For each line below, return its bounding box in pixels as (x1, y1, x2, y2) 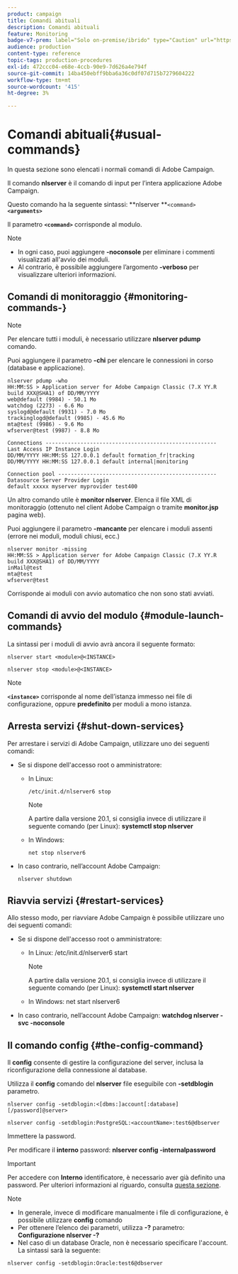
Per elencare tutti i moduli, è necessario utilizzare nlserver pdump (7, 335, 201, 343)
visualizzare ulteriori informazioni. (17, 271, 117, 279)
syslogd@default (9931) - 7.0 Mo (7, 408, 106, 416)
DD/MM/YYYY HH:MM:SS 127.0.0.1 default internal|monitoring (7, 458, 189, 465)
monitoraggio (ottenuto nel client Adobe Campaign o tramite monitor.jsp (7, 502, 219, 512)
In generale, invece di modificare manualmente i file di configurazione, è (17, 1209, 229, 1217)
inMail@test (7, 564, 42, 571)
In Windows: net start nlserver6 (28, 998, 120, 1006)
